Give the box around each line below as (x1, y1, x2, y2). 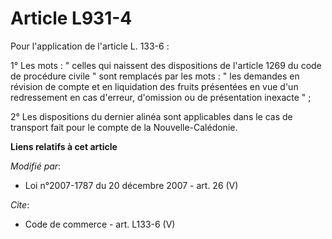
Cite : (10, 198, 30, 211)
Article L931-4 (10, 7, 133, 30)
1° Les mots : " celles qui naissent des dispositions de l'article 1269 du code (10, 59, 322, 71)
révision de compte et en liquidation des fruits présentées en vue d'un (10, 80, 299, 92)
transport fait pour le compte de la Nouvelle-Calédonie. (10, 121, 238, 133)
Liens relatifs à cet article (10, 140, 118, 152)
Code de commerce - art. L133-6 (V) (24, 218, 176, 230)
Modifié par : (10, 160, 62, 172)
